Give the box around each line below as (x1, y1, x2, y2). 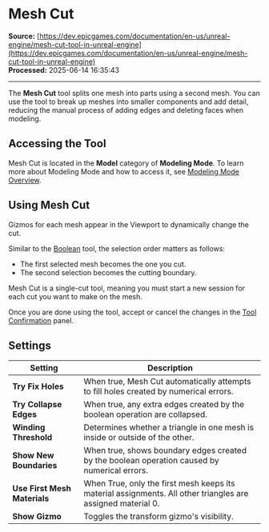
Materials (12, 493, 50, 504)
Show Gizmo (12, 511, 62, 522)
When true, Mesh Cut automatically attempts (83, 376, 251, 387)
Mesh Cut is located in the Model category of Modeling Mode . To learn (8, 158, 244, 168)
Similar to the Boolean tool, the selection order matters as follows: (8, 243, 226, 253)
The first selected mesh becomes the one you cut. (19, 259, 187, 269)
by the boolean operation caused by (83, 455, 219, 466)
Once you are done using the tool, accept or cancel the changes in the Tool (8, 307, 257, 317)
